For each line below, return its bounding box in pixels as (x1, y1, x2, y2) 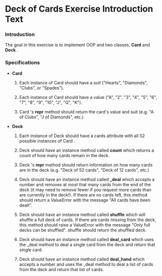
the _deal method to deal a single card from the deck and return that (19, 242, 156, 247)
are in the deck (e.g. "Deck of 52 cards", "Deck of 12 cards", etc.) (19, 167, 149, 173)
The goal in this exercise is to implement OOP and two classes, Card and (5, 42, 150, 48)
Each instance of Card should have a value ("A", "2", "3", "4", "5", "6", (19, 94, 157, 100)
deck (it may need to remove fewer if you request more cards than (19, 187, 151, 193)
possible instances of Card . (19, 138, 75, 144)
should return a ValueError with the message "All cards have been (19, 197, 151, 203)
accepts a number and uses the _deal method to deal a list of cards (19, 261, 153, 267)
